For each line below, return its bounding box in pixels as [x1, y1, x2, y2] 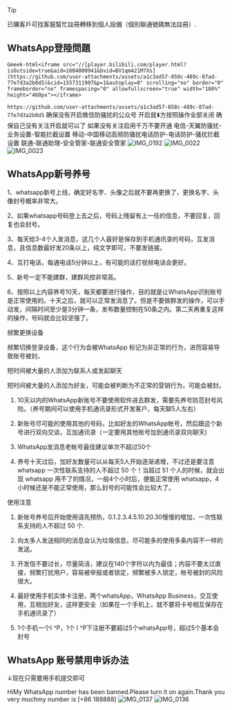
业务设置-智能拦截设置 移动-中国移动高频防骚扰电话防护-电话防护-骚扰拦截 [7, 130, 220, 138]
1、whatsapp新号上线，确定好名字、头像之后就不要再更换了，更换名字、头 [7, 188, 220, 196]
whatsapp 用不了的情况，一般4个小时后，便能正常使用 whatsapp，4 [25, 474, 220, 483]
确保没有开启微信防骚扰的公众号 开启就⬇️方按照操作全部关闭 [46, 110, 215, 118]
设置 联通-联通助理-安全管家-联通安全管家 [7, 139, 126, 147]
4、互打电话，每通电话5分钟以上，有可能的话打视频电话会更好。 [7, 258, 191, 266]
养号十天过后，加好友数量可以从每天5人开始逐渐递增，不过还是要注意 [17, 457, 215, 465]
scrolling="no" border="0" [146, 79, 224, 86]
